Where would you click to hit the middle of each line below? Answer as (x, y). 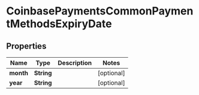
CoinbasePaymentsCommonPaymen (100, 11)
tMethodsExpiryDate (59, 24)
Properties (26, 46)
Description (75, 63)
